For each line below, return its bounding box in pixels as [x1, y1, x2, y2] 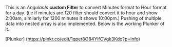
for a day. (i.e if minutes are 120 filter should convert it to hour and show [5, 10, 158, 16]
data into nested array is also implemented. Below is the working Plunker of [5, 20, 165, 27]
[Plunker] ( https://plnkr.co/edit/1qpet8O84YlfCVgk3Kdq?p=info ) [5, 36, 140, 42]
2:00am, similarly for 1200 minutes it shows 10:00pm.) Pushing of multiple [5, 15, 162, 21]
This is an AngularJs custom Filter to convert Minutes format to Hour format [5, 5, 167, 10]
